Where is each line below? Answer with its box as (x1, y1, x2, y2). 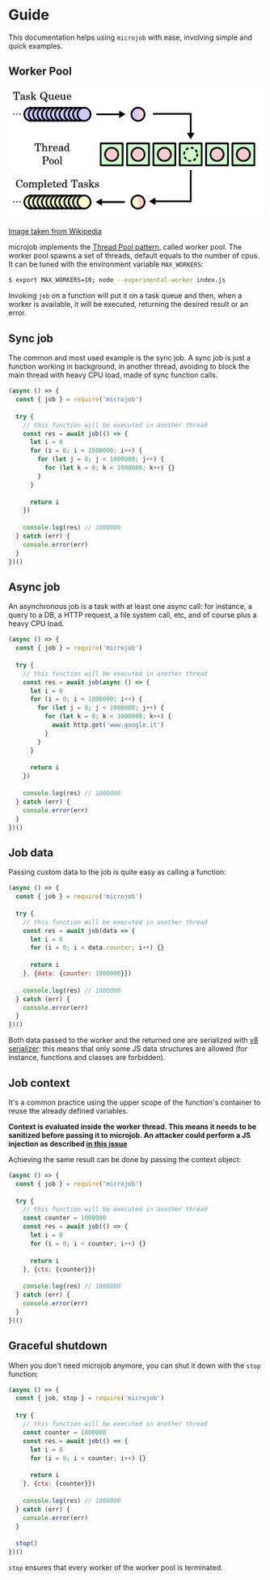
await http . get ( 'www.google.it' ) (51, 721, 164, 730)
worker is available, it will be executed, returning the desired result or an (8, 300, 249, 309)
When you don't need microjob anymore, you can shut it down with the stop (8, 1361, 261, 1370)
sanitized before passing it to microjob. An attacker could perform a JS (8, 1130, 251, 1139)
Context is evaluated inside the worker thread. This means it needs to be (8, 1122, 257, 1131)
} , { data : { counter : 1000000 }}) (23, 969, 132, 977)
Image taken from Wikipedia (8, 227, 103, 236)
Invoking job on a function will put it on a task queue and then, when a (8, 291, 243, 300)
